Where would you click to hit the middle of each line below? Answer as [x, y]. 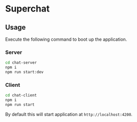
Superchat [28, 9]
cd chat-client [21, 95]
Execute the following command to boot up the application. [66, 39]
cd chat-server [21, 63]
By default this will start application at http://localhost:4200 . [69, 114]
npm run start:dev [24, 72]
